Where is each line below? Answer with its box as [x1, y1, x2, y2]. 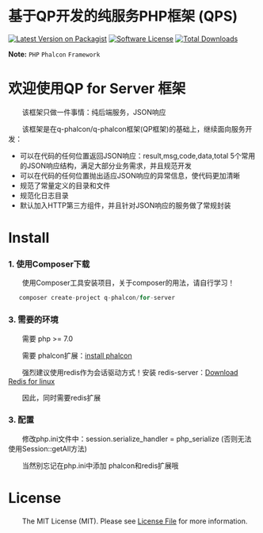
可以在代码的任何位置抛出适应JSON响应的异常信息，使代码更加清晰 [19, 171, 241, 180]
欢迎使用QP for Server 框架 [8, 80, 186, 98]
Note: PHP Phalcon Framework [8, 49, 101, 59]
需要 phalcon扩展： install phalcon [21, 351, 132, 360]
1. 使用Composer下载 [8, 259, 90, 270]
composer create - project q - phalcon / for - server [18, 294, 176, 302]
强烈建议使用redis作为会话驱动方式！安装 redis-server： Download [21, 367, 238, 377]
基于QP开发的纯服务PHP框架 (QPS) [8, 7, 238, 25]
